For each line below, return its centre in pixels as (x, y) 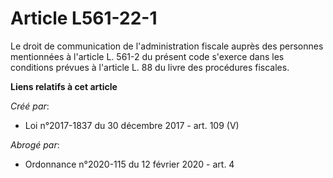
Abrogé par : (35, 144)
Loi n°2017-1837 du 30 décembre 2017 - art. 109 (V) (132, 125)
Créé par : (30, 106)
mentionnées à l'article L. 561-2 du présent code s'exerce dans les (147, 56)
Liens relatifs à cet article (64, 86)
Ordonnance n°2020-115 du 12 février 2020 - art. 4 (129, 164)
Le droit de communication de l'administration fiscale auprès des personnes (167, 46)
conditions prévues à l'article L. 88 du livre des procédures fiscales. (150, 67)
